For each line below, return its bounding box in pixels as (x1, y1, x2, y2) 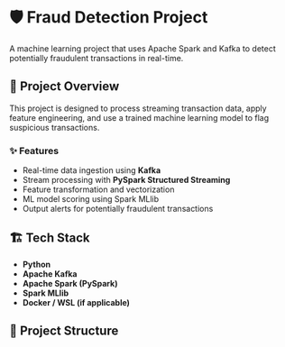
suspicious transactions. (9, 122, 100, 132)
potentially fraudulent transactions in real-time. (9, 52, 184, 63)
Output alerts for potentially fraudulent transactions (22, 204, 214, 215)
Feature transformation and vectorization (22, 184, 175, 195)
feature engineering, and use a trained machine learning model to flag (9, 112, 269, 123)
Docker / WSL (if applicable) (22, 297, 131, 307)
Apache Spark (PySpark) (22, 278, 118, 288)
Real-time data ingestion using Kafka (22, 165, 161, 176)
